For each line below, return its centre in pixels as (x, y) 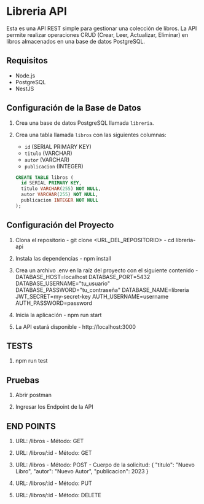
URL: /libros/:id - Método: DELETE (58, 495)
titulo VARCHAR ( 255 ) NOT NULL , (61, 189)
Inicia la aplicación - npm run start (58, 315)
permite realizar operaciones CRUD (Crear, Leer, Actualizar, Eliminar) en (97, 34)
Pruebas (23, 380)
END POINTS (31, 426)
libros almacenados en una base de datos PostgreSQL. (76, 41)
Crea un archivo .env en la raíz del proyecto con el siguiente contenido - (107, 270)
